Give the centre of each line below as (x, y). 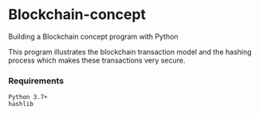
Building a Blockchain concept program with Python (93, 36)
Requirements (36, 81)
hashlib (21, 104)
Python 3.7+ (28, 97)
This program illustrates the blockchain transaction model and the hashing (130, 51)
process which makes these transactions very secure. (97, 60)
